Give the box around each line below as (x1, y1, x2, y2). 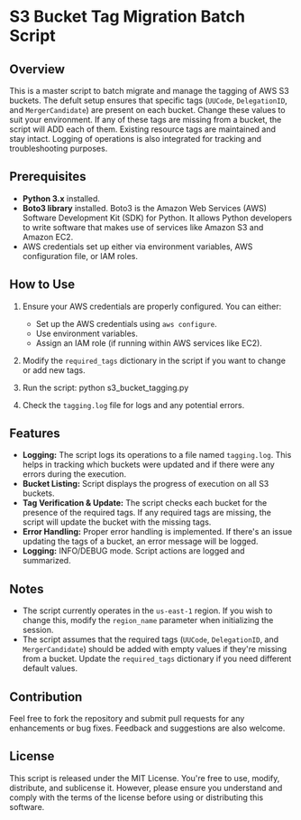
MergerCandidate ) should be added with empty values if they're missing (22, 644, 287, 655)
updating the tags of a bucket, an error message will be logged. (22, 536, 259, 547)
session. (22, 625, 54, 636)
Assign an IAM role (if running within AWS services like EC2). (35, 337, 263, 349)
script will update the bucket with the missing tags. (22, 517, 212, 527)
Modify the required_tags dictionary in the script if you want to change (22, 355, 287, 366)
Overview (9, 61, 66, 77)
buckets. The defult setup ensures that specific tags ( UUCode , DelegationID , (9, 95, 288, 106)
